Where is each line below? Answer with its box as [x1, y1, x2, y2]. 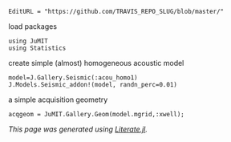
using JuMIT [8, 37, 48, 45]
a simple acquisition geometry [8, 95, 108, 104]
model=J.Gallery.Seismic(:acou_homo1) [8, 74, 138, 82]
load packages [8, 22, 58, 31]
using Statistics [8, 44, 67, 52]
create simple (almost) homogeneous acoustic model [8, 59, 184, 67]
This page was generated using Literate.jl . [8, 124, 148, 134]
